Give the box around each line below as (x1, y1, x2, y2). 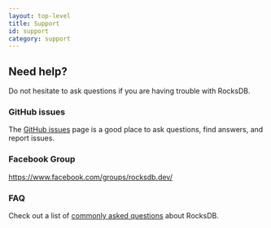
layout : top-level (8, 11, 71, 20)
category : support (8, 34, 71, 43)
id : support (8, 27, 49, 35)
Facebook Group (8, 153, 76, 165)
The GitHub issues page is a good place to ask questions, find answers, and (8, 125, 264, 135)
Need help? (8, 64, 68, 78)
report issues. (8, 133, 55, 143)
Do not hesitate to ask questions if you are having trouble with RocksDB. (8, 86, 251, 96)
